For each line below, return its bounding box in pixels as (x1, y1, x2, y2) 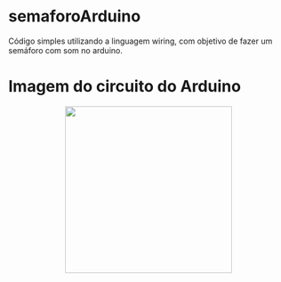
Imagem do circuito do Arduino (8, 77, 242, 97)
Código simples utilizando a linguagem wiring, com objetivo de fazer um (8, 36, 273, 46)
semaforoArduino (8, 6, 141, 27)
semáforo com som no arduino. (8, 44, 124, 55)
